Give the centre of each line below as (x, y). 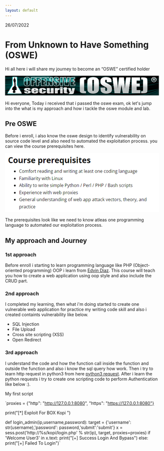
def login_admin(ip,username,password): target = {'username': (68, 422)
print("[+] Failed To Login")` (33, 443)
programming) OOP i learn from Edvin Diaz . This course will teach (89, 270)
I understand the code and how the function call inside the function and (77, 363)
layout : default (21, 10)
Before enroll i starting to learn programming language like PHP (69, 265)
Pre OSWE (21, 124)
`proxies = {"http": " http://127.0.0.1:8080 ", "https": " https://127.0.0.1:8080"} (80, 403)
